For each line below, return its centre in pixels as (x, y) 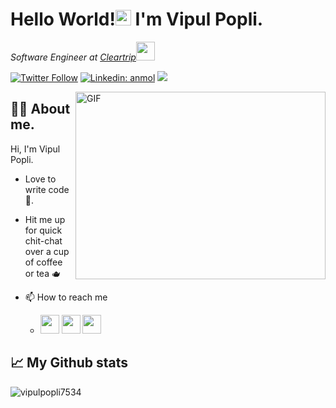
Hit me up (45, 219)
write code (47, 189)
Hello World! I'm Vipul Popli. (137, 19)
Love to (40, 179)
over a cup (47, 251)
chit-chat (43, 240)
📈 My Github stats (69, 363)
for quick (43, 230)
